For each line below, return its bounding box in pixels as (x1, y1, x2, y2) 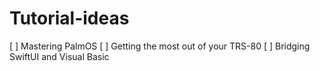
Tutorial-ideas (9, 7, 130, 30)
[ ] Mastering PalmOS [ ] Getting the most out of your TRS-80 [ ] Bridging (9, 40, 311, 52)
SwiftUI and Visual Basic (9, 50, 110, 62)
